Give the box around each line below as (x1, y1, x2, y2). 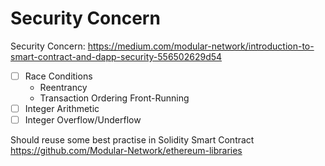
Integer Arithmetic (24, 103, 100, 114)
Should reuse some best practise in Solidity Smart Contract (10, 134, 255, 146)
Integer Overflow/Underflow (24, 114, 142, 126)
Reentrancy (39, 82, 88, 93)
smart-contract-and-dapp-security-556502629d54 (10, 50, 223, 62)
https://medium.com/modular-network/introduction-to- (87, 40, 315, 52)
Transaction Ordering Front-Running (39, 92, 190, 104)
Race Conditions (24, 70, 93, 82)
